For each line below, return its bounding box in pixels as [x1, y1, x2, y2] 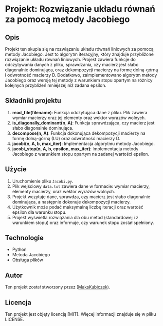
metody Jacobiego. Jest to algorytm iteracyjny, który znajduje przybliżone [5, 51, 154, 57]
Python [12, 246, 27, 252]
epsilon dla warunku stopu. [12, 209, 67, 215]
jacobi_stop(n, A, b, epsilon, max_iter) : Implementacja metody [12, 145, 139, 152]
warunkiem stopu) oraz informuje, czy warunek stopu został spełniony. [12, 220, 154, 225]
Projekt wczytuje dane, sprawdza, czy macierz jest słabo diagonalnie [12, 194, 151, 200]
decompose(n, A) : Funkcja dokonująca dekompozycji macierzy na [12, 130, 146, 136]
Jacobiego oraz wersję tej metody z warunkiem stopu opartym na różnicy [5, 77, 153, 83]
